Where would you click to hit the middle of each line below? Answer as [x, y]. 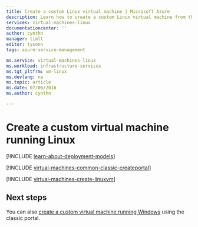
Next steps [27, 198]
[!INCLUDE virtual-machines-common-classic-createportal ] [79, 168]
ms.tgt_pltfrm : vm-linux [37, 71]
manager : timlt [25, 39]
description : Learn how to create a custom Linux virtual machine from [96, 17]
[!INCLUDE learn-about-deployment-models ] [61, 156]
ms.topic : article [29, 82]
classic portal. [23, 218]
